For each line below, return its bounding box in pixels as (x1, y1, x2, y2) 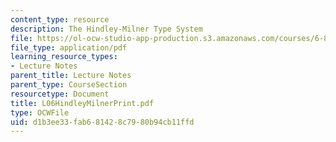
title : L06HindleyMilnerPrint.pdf (10, 98, 155, 108)
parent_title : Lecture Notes (10, 71, 132, 81)
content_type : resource (10, 14, 110, 25)
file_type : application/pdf (10, 42, 128, 53)
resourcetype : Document (10, 89, 110, 99)
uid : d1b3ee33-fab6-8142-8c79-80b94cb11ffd (10, 117, 195, 127)
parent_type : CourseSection (10, 80, 128, 90)
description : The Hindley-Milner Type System (10, 24, 203, 34)
